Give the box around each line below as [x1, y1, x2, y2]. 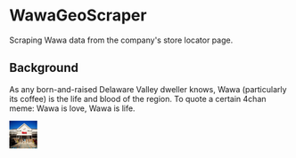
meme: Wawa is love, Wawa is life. [9, 103, 136, 114]
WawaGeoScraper [9, 5, 147, 26]
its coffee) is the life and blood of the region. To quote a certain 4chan [9, 93, 267, 104]
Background [9, 60, 78, 75]
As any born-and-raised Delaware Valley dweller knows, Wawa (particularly [9, 83, 287, 94]
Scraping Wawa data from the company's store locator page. [9, 35, 234, 45]
